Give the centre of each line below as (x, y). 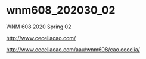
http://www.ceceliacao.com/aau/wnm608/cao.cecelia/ (73, 49)
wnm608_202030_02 (61, 10)
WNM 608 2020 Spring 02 (39, 27)
